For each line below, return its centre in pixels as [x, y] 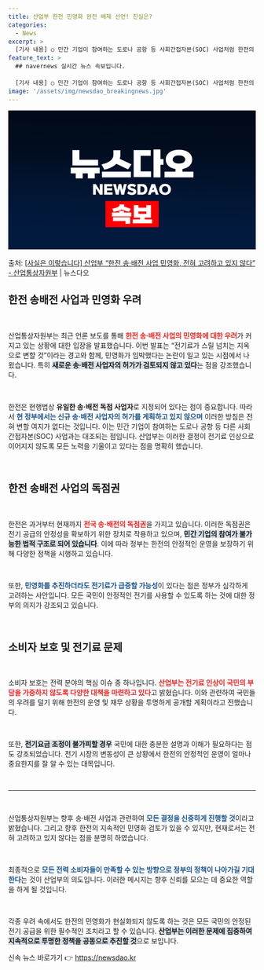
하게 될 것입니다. [41, 889]
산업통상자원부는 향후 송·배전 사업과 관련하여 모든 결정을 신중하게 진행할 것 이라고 [131, 818]
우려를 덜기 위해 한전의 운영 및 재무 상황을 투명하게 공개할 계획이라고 [121, 702]
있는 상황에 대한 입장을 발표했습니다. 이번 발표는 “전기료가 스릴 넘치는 [129, 345]
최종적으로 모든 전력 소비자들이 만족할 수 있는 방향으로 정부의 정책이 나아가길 [124, 870]
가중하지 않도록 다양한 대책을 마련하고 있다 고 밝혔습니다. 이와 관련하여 [128, 693]
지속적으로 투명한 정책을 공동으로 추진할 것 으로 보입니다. [93, 941]
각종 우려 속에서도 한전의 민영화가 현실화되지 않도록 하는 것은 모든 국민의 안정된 [130, 921]
